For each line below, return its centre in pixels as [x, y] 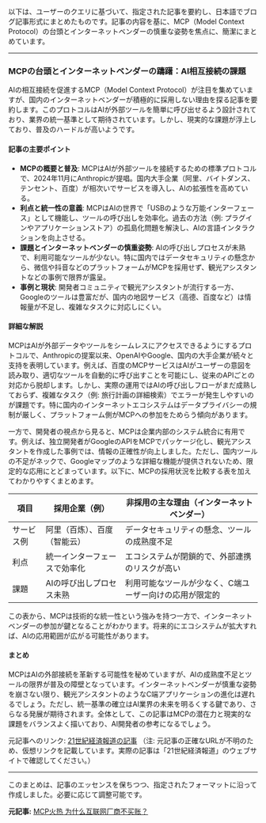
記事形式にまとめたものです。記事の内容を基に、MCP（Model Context [129, 21]
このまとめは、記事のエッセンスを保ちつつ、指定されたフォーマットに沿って [133, 784]
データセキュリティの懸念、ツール [188, 529]
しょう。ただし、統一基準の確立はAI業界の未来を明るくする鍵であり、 [136, 704]
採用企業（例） [81, 508]
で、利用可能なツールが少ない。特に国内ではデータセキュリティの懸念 [134, 257]
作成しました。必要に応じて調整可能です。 [77, 795]
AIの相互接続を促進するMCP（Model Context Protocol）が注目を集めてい [127, 90]
